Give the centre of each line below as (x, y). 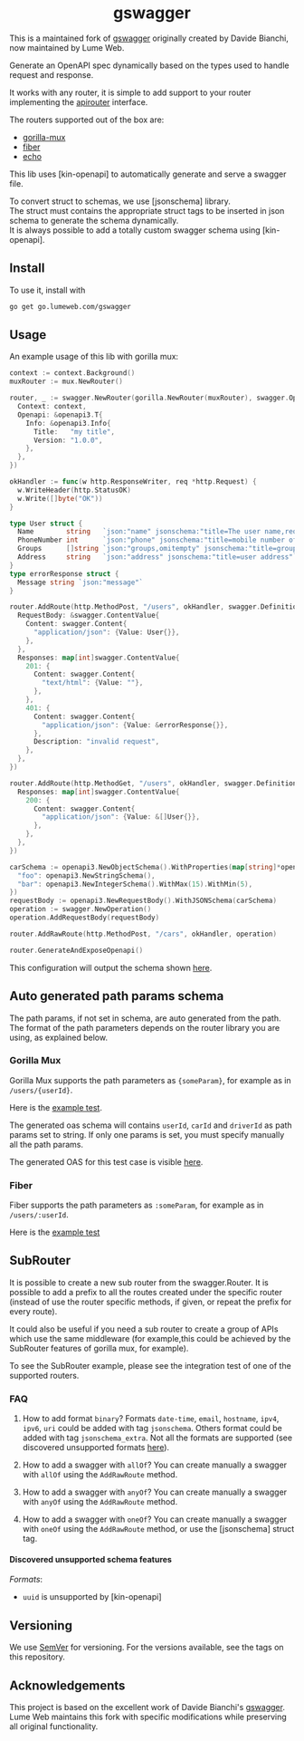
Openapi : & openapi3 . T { (60, 415)
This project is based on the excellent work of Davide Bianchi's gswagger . (147, 1707)
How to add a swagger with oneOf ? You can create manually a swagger (155, 1519)
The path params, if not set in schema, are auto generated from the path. (145, 1018)
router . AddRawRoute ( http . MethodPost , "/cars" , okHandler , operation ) (143, 934)
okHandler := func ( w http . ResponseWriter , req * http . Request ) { (133, 482)
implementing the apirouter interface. (79, 101)
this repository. (38, 1657)
